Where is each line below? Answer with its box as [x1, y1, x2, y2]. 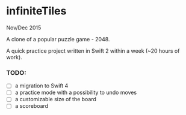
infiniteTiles [6, 4, 67, 18]
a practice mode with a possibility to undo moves [14, 89, 137, 96]
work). [6, 53, 22, 60]
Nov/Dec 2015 [6, 24, 42, 31]
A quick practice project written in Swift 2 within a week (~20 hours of [6, 47, 180, 55]
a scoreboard [14, 102, 49, 110]
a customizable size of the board [14, 96, 96, 103]
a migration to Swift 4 [14, 82, 69, 89]
